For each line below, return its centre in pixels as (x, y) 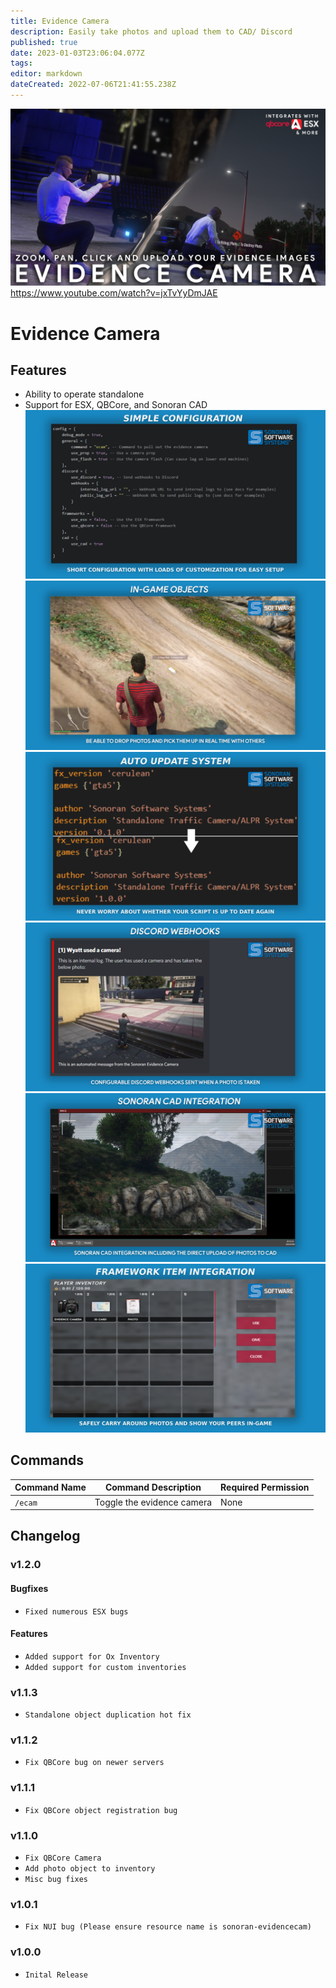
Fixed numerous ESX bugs (76, 1611)
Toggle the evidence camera (153, 1502)
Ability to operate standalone (84, 394)
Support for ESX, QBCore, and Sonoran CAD (116, 405)
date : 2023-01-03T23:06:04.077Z (77, 53)
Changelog (45, 1536)
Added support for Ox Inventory (92, 1656)
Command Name (50, 1487)
